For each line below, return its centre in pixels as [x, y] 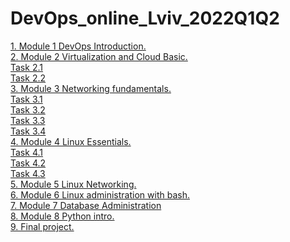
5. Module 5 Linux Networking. [73, 184]
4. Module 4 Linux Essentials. [71, 141]
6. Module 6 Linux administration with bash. [100, 194]
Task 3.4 [28, 131]
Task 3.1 [26, 99]
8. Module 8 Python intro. [62, 216]
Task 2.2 [28, 78]
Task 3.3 [28, 120]
